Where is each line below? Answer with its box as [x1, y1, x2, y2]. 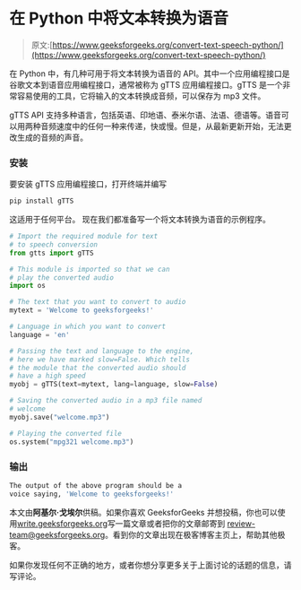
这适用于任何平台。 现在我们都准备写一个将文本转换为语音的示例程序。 [9, 214, 271, 225]
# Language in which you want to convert [9, 322, 167, 332]
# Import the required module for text [9, 232, 159, 241]
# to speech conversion [9, 239, 99, 249]
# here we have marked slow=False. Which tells [9, 355, 191, 364]
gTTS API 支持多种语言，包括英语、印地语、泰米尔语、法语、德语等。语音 [9, 109, 282, 120]
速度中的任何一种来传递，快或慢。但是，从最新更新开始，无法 [56, 120, 284, 131]
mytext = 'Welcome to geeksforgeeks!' [9, 306, 154, 315]
